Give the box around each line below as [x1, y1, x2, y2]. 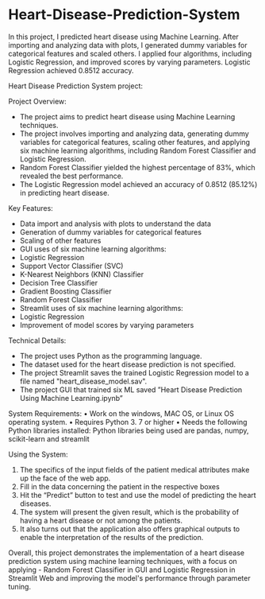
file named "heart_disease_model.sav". [19, 376, 148, 386]
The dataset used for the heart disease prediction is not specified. [19, 360, 236, 369]
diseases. [19, 499, 52, 508]
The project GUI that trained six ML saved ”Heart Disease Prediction [19, 384, 243, 395]
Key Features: [8, 203, 53, 212]
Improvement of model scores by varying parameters [19, 320, 194, 329]
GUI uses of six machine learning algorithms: [19, 244, 167, 254]
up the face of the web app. [19, 473, 111, 483]
